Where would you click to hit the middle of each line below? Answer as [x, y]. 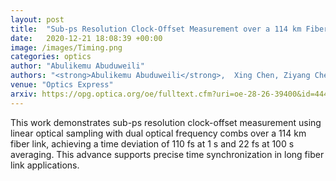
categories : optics [51, 57]
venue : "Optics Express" [62, 85]
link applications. [45, 165]
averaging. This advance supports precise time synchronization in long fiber [167, 154]
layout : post [37, 19]
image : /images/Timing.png [66, 47]
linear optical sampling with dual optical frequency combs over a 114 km [158, 133]
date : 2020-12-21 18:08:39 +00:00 [86, 38]
